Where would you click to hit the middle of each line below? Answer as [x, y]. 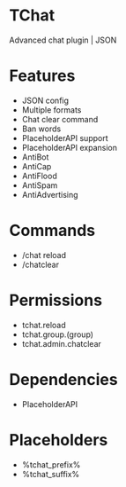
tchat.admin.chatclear [61, 343]
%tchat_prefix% [51, 464]
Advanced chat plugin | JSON [63, 40]
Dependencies [63, 379]
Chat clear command [60, 119]
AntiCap [37, 166]
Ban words [41, 129]
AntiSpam [40, 185]
